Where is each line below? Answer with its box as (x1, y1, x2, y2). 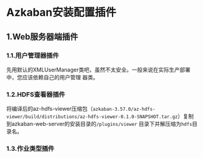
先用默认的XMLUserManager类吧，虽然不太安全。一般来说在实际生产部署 (6, 66, 191, 73)
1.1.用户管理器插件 (6, 51, 60, 59)
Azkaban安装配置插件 (6, 5, 117, 19)
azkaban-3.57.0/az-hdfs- (92, 107, 156, 113)
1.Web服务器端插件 (6, 31, 78, 42)
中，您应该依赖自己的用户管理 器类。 (6, 73, 98, 81)
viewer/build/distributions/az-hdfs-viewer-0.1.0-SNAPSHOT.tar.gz (6, 114, 178, 120)
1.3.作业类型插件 (6, 145, 55, 153)
